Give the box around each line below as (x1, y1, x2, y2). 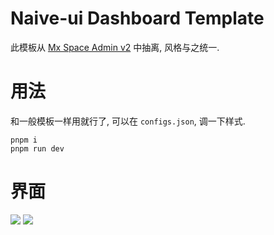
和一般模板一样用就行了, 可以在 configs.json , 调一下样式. (10, 115, 246, 127)
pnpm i (10, 135, 38, 145)
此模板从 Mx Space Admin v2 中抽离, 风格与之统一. (10, 41, 220, 53)
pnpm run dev (10, 143, 65, 154)
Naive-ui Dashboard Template (10, 7, 265, 30)
